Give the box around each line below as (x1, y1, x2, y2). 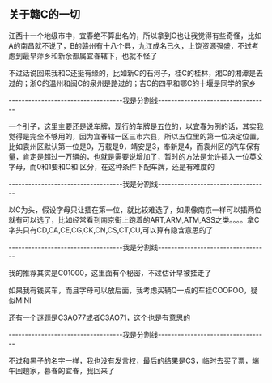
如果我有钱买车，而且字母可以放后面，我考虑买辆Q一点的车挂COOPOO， (8, 285, 251, 295)
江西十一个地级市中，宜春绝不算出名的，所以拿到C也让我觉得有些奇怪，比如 (8, 31, 262, 40)
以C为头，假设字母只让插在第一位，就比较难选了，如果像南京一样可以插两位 (8, 205, 262, 215)
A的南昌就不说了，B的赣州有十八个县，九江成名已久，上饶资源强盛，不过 (8, 40, 253, 50)
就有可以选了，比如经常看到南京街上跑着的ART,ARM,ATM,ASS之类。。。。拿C (8, 215, 260, 224)
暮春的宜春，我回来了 (43, 365, 115, 375)
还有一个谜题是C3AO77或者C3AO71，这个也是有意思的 (8, 313, 191, 322)
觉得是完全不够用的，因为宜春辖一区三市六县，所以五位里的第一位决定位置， (8, 131, 264, 141)
